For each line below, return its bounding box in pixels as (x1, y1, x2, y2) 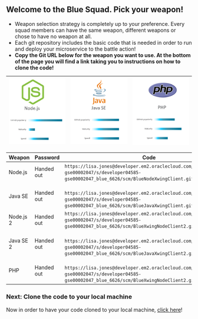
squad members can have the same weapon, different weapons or (14, 26, 176, 34)
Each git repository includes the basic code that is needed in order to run (14, 39, 192, 46)
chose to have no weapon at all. (14, 32, 93, 40)
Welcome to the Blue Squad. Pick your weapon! (6, 5, 184, 15)
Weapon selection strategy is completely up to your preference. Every (14, 20, 185, 27)
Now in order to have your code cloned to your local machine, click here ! (6, 306, 183, 313)
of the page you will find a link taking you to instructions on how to (14, 58, 181, 65)
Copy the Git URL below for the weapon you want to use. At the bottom (14, 51, 191, 58)
